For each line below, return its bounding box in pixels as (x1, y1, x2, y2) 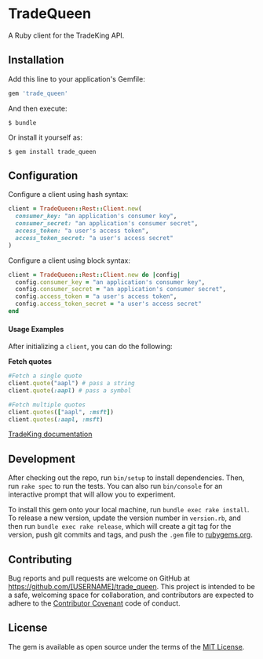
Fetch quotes (8, 357, 53, 366)
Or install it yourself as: (8, 133, 82, 142)
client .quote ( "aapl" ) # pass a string (8, 380, 135, 388)
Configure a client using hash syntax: (8, 190, 129, 199)
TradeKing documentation (8, 429, 93, 439)
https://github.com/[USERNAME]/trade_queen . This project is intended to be (8, 582, 255, 592)
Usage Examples (8, 324, 64, 333)
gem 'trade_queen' (8, 89, 68, 97)
